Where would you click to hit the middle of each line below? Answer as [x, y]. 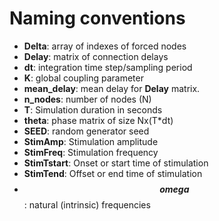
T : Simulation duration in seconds [93, 109]
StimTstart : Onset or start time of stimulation [116, 163]
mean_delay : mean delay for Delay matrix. [112, 88]
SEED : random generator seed [86, 131]
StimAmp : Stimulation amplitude [91, 141]
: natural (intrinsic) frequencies [87, 204]
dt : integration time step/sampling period [108, 67]
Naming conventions [97, 18]
